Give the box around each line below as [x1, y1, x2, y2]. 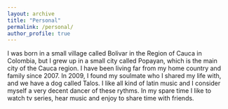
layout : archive [7, 10, 55, 18]
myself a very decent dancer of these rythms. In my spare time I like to [7, 86, 212, 95]
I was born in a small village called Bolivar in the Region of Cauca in [7, 49, 202, 58]
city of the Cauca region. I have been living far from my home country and [7, 64, 222, 72]
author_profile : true [7, 30, 71, 37]
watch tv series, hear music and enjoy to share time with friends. [7, 94, 194, 103]
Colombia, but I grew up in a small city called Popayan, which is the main [7, 57, 217, 65]
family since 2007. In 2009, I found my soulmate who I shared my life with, [7, 72, 222, 80]
